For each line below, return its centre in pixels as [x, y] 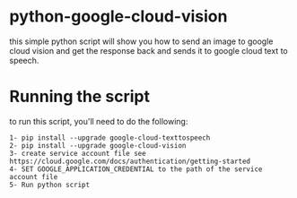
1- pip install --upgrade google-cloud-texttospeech [110, 138]
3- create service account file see [78, 153]
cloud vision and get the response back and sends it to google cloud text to [149, 50]
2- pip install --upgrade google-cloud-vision [98, 145]
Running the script [80, 97]
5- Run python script [50, 185]
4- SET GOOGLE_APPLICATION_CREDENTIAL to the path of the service [136, 169]
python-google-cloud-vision [118, 17]
